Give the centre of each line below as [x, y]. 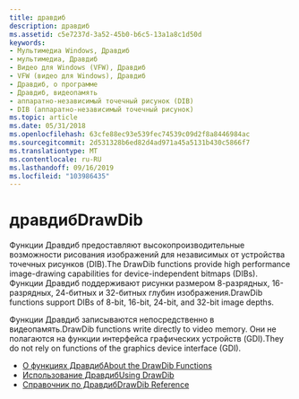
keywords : [28, 43]
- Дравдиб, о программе [54, 84]
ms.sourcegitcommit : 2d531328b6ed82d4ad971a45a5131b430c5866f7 [130, 143]
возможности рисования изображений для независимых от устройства [147, 255]
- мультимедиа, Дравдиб [54, 59]
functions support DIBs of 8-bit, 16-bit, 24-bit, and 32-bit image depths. [142, 302]
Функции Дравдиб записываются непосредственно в [112, 320]
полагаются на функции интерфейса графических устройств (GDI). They [147, 339]
